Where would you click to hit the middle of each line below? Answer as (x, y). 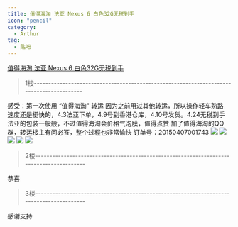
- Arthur (27, 34)
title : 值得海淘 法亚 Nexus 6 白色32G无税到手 (71, 14)
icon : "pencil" (30, 21)
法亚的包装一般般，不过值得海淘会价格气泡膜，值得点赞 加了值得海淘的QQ (116, 123)
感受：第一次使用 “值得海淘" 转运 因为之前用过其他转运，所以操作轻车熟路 (115, 106)
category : (22, 27)
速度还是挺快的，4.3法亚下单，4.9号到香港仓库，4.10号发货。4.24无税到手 (116, 115)
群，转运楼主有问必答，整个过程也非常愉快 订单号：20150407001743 (108, 132)
